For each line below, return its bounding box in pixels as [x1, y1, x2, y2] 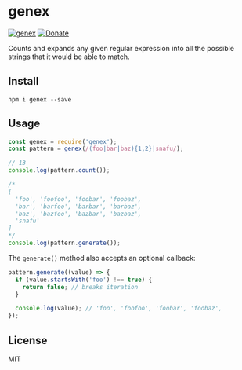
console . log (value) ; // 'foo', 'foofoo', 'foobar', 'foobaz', [15, 305, 222, 313]
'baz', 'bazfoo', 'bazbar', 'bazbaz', [15, 210, 143, 218]
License [8, 333, 48, 347]
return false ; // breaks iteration [22, 283, 139, 291]
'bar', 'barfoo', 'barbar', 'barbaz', [15, 203, 143, 211]
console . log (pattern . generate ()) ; [8, 239, 121, 247]
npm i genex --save [8, 95, 72, 104]
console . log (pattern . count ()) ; [8, 167, 110, 174]
